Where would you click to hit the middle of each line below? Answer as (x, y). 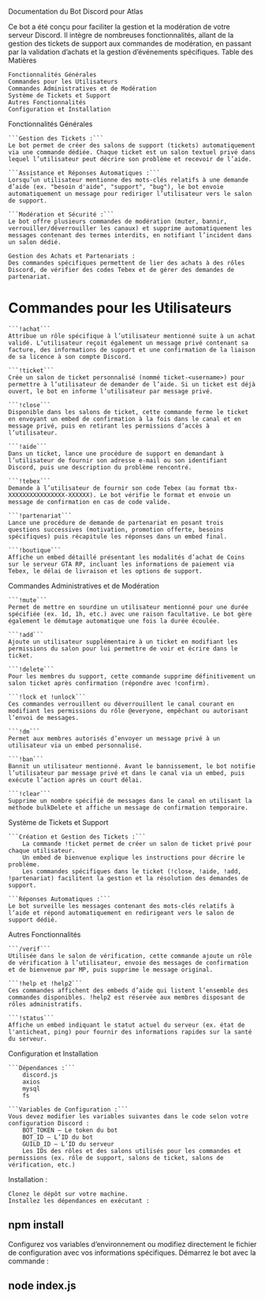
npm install (36, 1225)
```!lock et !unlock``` (47, 697)
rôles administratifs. (45, 1004)
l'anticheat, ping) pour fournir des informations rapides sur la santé (130, 1032)
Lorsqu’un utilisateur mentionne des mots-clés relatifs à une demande (128, 180)
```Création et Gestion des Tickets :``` (77, 837)
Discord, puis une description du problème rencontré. (100, 467)
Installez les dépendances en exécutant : (79, 1200)
